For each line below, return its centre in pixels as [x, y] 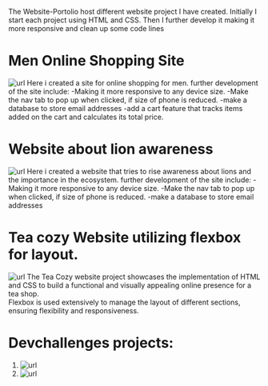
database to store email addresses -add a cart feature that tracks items [126, 108]
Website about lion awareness [111, 149]
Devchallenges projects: [91, 343]
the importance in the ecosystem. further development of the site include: [130, 180]
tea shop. [24, 293]
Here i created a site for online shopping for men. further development [142, 82]
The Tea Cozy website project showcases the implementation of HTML [144, 277]
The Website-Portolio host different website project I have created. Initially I [133, 12]
